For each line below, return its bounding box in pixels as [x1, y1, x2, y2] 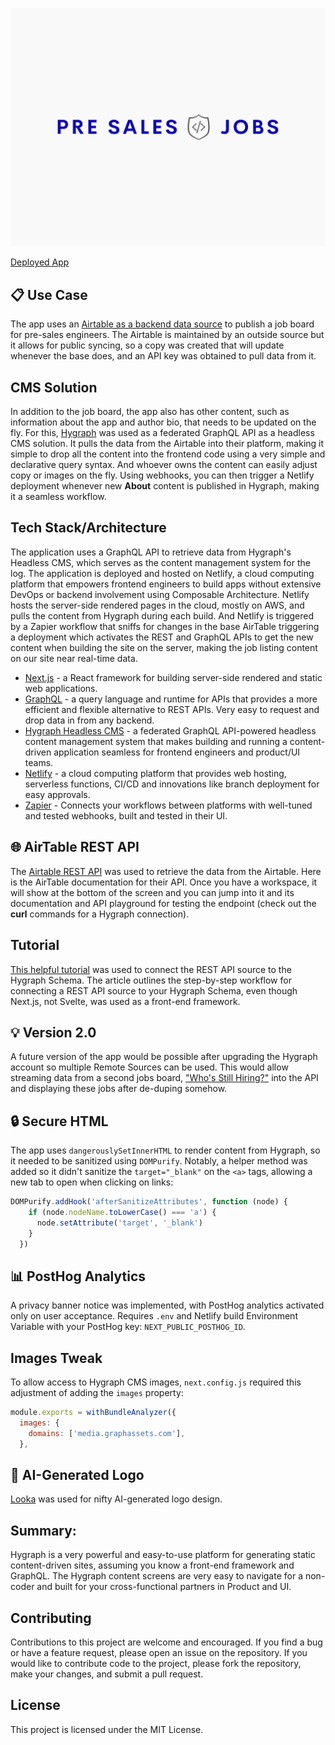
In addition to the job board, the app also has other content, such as [10, 406, 290, 418]
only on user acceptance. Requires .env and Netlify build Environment [10, 1310, 298, 1322]
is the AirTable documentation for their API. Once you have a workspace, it [10, 876, 318, 888]
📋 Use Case [10, 286, 88, 303]
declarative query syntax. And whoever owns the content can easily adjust [10, 459, 318, 471]
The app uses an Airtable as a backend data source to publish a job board [10, 318, 315, 330]
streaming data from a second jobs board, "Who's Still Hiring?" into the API [10, 1072, 319, 1084]
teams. [24, 756, 54, 768]
